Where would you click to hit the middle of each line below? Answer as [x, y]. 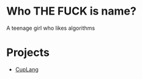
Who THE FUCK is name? [71, 11]
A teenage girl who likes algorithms [51, 28]
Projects [28, 53]
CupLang [27, 69]
